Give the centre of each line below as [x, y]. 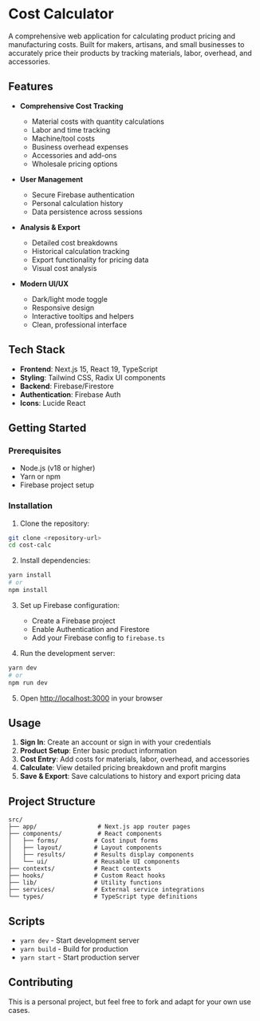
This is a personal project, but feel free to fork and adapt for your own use [130, 1001]
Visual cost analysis [64, 268]
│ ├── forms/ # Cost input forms [83, 841]
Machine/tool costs [63, 138]
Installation [31, 506]
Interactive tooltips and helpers [83, 316]
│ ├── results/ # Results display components [101, 855]
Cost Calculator [61, 14]
